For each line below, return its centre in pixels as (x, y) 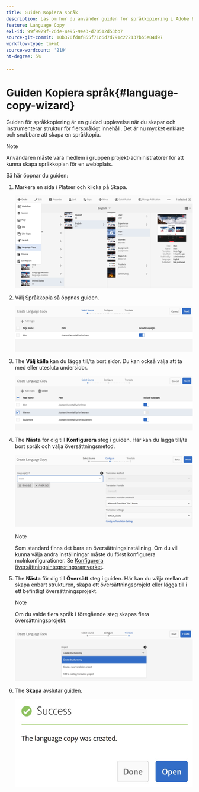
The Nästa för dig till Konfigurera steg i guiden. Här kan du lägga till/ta (101, 440)
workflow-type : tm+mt (33, 44)
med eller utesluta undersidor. (51, 367)
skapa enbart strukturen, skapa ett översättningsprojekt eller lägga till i (101, 585)
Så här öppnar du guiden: (37, 175)
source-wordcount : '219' (37, 51)
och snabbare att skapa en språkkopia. (54, 134)
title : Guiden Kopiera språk (42, 12)
